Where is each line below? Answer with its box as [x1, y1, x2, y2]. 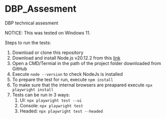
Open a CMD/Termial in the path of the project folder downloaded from [12, 60, 161, 66]
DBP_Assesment [5, 3, 77, 15]
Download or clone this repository [12, 49, 84, 55]
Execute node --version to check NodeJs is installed [12, 71, 123, 77]
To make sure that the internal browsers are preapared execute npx [12, 82, 153, 88]
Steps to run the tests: [5, 39, 51, 46]
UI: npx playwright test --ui [19, 97, 82, 103]
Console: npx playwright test [19, 102, 84, 108]
